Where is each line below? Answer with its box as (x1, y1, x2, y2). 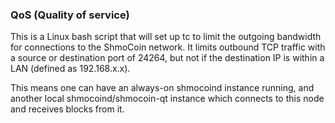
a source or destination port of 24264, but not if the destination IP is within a (10, 52, 325, 64)
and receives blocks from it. (10, 103, 125, 115)
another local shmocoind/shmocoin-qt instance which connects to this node (10, 93, 325, 105)
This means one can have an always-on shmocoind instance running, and (10, 82, 315, 94)
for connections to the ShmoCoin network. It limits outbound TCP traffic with (10, 41, 326, 53)
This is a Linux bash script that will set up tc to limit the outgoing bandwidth (10, 31, 322, 43)
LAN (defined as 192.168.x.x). (10, 63, 131, 75)
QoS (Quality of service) (10, 8, 130, 22)
